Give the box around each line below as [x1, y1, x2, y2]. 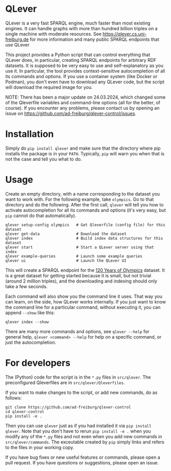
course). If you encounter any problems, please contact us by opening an [5, 105, 160, 111]
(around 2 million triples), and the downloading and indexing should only [5, 278, 157, 284]
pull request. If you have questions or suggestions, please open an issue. [5, 459, 159, 465]
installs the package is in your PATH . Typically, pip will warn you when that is [5, 150, 165, 156]
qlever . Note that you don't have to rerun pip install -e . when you [5, 428, 152, 434]
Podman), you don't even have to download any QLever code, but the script [5, 79, 165, 85]
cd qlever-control [5, 409, 44, 414]
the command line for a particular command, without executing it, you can [5, 304, 161, 310]
